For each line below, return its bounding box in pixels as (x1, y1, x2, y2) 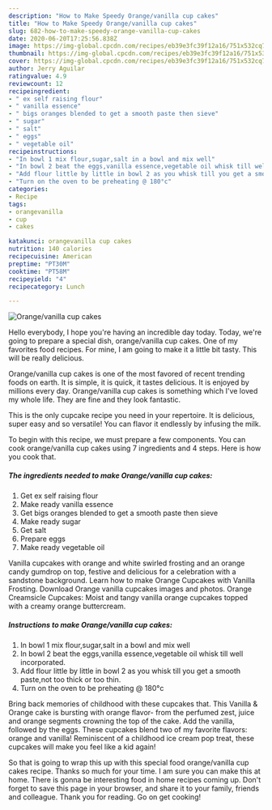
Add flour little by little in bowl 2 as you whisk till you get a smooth (19, 666, 241, 676)
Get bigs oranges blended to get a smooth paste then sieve (19, 508, 219, 518)
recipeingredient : (8, 87, 70, 96)
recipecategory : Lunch (8, 283, 85, 291)
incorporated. (19, 658, 66, 667)
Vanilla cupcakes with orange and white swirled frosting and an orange (8, 558, 245, 568)
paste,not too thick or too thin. (19, 675, 121, 684)
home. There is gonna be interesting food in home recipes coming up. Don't (8, 775, 261, 785)
